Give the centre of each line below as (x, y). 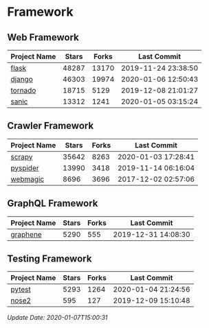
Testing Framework (49, 259)
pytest (21, 290)
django (22, 79)
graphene (26, 234)
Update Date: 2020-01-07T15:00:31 (57, 318)
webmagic (27, 179)
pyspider (25, 167)
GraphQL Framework (53, 203)
